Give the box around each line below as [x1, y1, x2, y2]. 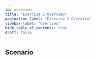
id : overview [5, 7, 32, 12]
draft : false [5, 30, 32, 35]
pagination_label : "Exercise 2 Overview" [5, 16, 92, 21]
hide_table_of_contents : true [5, 26, 67, 30]
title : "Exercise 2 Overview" [5, 12, 67, 17]
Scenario [5, 48, 33, 57]
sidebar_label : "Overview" [5, 21, 61, 26]
